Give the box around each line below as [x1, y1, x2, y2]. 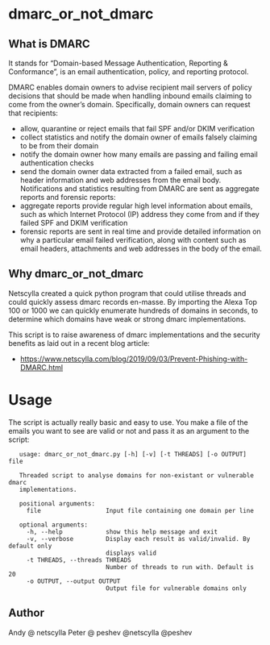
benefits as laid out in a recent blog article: [8, 338, 151, 347]
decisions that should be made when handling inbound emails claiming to [8, 91, 252, 101]
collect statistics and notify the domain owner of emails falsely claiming [19, 132, 258, 142]
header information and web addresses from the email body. [19, 175, 222, 185]
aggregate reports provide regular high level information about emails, [19, 201, 253, 210]
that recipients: [8, 108, 59, 118]
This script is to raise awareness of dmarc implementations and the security [8, 330, 260, 339]
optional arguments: [19, 521, 89, 529]
